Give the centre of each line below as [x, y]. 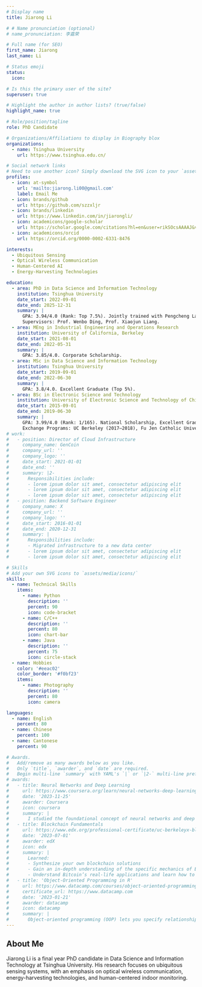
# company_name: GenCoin [43, 445]
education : [20, 283]
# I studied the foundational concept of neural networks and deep [101, 819]
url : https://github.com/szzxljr [59, 205]
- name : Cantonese [35, 741]
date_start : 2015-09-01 [47, 406]
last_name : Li [24, 56]
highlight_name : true [33, 111]
